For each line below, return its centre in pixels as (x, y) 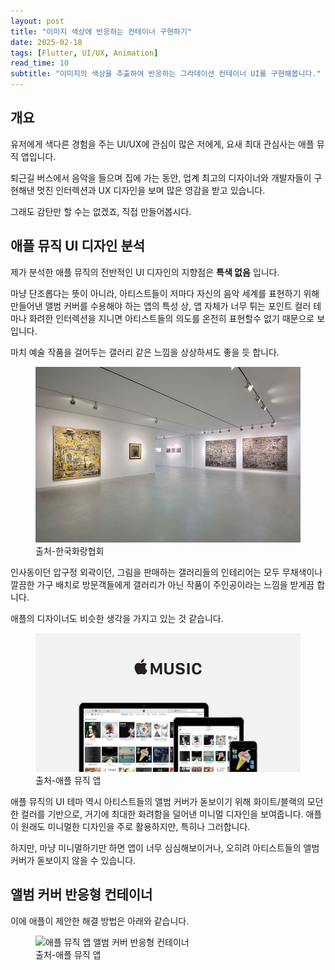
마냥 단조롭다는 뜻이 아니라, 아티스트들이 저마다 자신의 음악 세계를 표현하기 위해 (165, 293)
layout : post (37, 21)
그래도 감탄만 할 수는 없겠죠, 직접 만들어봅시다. (101, 211)
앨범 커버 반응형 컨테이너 (81, 895)
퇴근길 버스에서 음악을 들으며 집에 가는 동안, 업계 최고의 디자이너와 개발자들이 (161, 177)
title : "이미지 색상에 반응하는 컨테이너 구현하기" (101, 31)
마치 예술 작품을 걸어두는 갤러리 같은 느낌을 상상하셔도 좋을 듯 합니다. (145, 352)
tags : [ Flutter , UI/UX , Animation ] (84, 53)
